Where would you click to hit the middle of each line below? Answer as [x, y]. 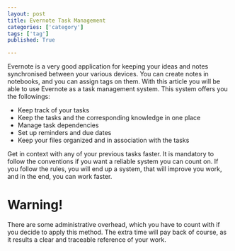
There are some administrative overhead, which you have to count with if [114, 225]
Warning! [35, 205]
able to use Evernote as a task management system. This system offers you [117, 89]
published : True [31, 40]
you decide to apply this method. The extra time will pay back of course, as [117, 232]
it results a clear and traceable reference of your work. [87, 240]
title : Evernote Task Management [57, 21]
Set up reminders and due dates [64, 133]
